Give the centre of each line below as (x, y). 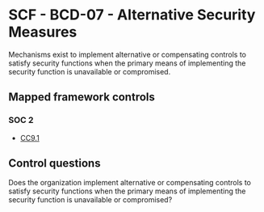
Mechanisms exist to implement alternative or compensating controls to (128, 54)
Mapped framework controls (82, 98)
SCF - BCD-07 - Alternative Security (132, 15)
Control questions (54, 163)
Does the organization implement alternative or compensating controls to (130, 183)
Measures (43, 32)
